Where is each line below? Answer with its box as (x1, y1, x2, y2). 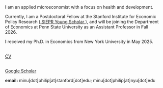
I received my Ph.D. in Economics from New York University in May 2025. (5, 39, 154, 44)
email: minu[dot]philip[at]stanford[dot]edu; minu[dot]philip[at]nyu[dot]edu (5, 78, 156, 83)
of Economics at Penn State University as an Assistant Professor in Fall (5, 24, 149, 30)
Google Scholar (5, 68, 37, 74)
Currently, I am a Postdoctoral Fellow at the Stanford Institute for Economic (5, 14, 156, 19)
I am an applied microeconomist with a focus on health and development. (5, 4, 154, 10)
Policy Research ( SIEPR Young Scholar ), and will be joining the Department (5, 19, 159, 24)
